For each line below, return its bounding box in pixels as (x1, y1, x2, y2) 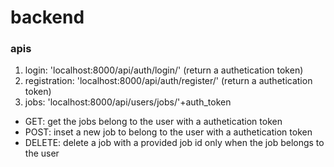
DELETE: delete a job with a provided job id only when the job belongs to (24, 137, 325, 149)
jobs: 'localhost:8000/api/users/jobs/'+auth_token (24, 96, 232, 108)
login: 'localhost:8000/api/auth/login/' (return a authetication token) (24, 64, 304, 76)
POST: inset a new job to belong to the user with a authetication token (24, 126, 313, 138)
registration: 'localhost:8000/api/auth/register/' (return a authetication (24, 75, 313, 87)
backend (10, 6, 85, 29)
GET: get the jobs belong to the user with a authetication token (24, 116, 283, 128)
